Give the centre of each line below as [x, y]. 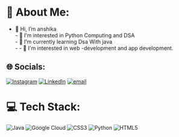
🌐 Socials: [26, 67]
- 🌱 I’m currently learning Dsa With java [64, 41]
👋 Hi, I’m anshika [36, 29]
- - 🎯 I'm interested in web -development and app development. [94, 48]
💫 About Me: [38, 12]
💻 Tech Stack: [43, 107]
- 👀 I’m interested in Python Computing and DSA [75, 35]
